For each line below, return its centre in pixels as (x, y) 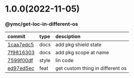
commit (17, 36)
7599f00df (20, 61)
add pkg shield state (78, 45)
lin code (64, 61)
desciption (68, 36)
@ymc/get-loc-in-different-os (42, 24)
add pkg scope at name (82, 53)
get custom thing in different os (91, 68)
